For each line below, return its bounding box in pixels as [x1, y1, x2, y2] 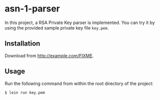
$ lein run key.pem [4, 90, 45, 95]
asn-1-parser [4, 3, 60, 14]
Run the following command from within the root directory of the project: [4, 80, 154, 86]
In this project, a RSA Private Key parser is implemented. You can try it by [4, 19, 155, 25]
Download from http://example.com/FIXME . [4, 52, 94, 58]
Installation [4, 39, 40, 48]
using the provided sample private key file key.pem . [4, 24, 109, 30]
